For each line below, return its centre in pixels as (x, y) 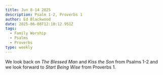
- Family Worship (28, 33)
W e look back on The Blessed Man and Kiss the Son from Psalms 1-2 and (82, 61)
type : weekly (19, 47)
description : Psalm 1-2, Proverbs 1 (44, 15)
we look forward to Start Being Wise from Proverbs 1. (61, 67)
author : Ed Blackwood (28, 19)
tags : (11, 29)
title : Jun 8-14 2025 (28, 10)
